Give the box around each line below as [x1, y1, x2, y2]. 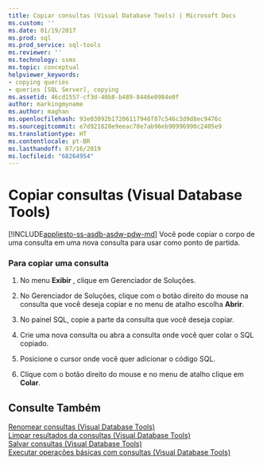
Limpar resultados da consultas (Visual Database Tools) [8, 431, 191, 440]
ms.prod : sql [8, 33, 52, 42]
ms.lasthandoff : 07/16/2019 [8, 145, 102, 153]
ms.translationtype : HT [8, 130, 87, 138]
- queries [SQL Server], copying [8, 85, 119, 94]
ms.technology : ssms [8, 56, 77, 64]
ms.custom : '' [8, 19, 56, 27]
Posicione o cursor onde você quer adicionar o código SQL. [19, 355, 216, 364]
